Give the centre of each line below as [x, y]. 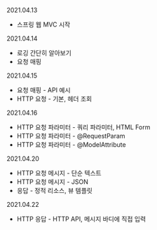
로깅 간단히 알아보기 [44, 53]
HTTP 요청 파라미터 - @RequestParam [71, 136]
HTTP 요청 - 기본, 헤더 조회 [54, 99]
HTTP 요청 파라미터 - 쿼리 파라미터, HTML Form [83, 127]
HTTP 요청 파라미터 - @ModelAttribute [71, 145]
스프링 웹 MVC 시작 [43, 24]
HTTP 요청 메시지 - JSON [53, 182]
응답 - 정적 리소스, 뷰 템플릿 [54, 191]
